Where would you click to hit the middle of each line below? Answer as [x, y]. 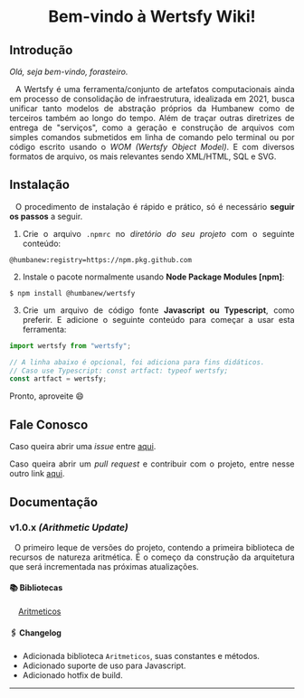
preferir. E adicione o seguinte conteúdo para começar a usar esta [158, 319]
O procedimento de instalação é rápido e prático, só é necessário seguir [155, 206]
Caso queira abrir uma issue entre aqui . [83, 447]
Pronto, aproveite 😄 [47, 396]
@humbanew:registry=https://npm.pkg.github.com [101, 259]
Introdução [41, 50]
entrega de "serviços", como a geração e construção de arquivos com [152, 127]
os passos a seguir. [46, 216]
